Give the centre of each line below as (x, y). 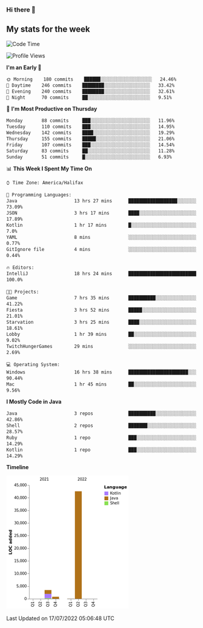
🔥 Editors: (20, 267)
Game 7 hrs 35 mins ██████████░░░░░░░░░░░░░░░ (101, 298)
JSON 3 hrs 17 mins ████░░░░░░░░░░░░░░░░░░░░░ (101, 213)
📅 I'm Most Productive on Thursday (52, 109)
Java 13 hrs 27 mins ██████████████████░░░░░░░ (101, 201)
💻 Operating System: (33, 364)
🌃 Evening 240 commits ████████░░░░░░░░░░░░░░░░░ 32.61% (90, 91)
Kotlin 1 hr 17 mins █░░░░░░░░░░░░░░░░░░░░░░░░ (101, 225)
